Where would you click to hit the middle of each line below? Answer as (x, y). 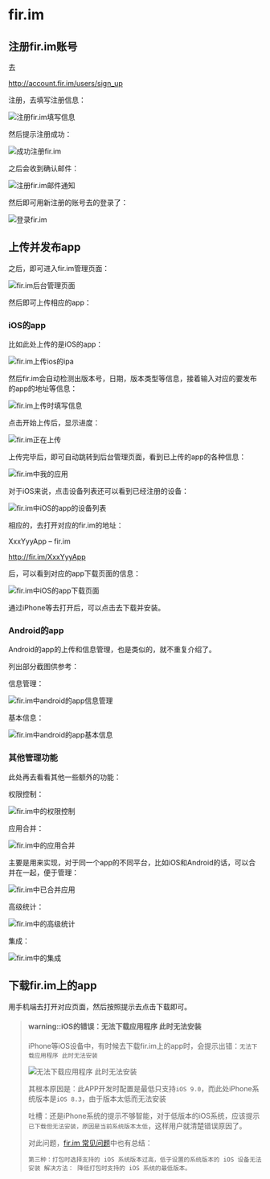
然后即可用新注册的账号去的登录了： (68, 202)
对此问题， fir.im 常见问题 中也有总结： (90, 1143)
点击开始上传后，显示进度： (54, 423)
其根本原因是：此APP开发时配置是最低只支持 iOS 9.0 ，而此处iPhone (140, 1088)
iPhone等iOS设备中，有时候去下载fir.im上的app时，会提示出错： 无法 (139, 1045)
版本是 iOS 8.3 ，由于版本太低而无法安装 (100, 1099)
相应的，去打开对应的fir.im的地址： (66, 525)
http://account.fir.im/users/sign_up (65, 83)
